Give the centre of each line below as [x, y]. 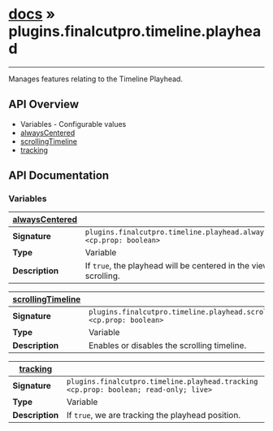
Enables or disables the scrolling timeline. [167, 346]
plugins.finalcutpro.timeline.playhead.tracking [162, 382]
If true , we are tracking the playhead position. [154, 416]
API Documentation [59, 176]
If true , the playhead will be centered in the [167, 266]
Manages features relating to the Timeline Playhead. [95, 79]
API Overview [44, 104]
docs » [32, 14]
